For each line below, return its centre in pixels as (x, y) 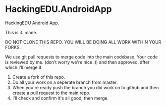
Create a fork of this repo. (39, 77)
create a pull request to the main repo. (51, 93)
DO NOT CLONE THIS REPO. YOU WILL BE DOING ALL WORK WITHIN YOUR (83, 42)
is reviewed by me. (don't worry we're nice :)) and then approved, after (77, 62)
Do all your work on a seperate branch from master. (65, 82)
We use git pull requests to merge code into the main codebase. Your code (82, 57)
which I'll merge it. (24, 67)
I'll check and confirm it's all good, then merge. (60, 98)
